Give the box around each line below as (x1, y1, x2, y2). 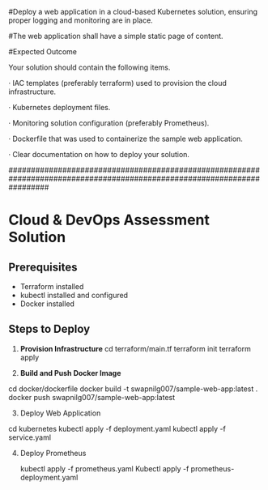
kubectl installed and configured (19, 291, 128, 300)
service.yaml (8, 432, 51, 442)
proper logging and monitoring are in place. (8, 15, 154, 25)
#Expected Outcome (8, 47, 78, 56)
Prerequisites (8, 260, 78, 274)
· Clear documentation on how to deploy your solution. (8, 150, 190, 159)
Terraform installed (19, 282, 84, 291)
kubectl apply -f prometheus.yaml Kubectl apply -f (19, 463, 189, 473)
